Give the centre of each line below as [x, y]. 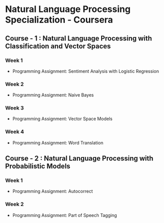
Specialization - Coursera [59, 20]
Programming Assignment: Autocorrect [53, 191]
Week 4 [15, 132]
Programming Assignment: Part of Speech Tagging [65, 215]
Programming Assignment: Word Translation [58, 142]
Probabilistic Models [38, 166]
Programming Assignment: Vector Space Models [62, 119]
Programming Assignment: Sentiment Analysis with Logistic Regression [86, 71]
